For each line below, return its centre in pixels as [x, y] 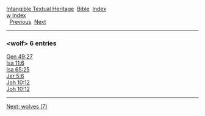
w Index [16, 15]
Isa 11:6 [16, 63]
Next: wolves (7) [27, 107]
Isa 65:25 [18, 70]
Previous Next [27, 22]
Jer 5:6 [15, 76]
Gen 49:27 [20, 57]
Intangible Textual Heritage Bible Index [56, 9]
